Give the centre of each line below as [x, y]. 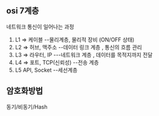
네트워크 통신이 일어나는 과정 [40, 27]
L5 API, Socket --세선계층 [46, 70]
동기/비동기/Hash [27, 107]
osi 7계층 [23, 11]
